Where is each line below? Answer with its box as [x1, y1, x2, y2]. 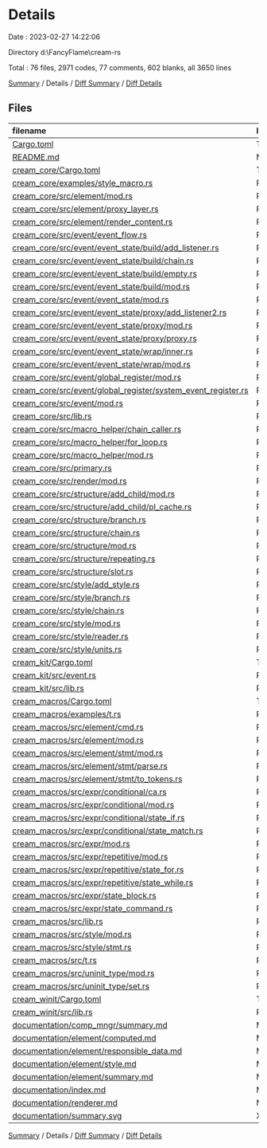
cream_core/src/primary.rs [12, 462, 113, 474]
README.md [12, 151, 60, 163]
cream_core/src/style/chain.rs [12, 604, 125, 615]
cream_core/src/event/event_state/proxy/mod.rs [12, 320, 193, 331]
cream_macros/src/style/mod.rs [12, 929, 133, 940]
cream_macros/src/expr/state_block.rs [12, 890, 157, 901]
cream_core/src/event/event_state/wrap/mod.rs [12, 359, 191, 370]
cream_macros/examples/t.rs [12, 708, 122, 719]
